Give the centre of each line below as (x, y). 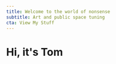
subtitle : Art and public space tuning (56, 17)
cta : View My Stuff (30, 23)
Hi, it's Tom (35, 52)
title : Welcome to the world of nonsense (58, 12)
